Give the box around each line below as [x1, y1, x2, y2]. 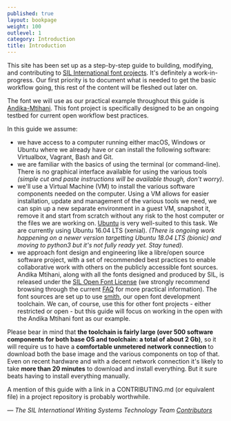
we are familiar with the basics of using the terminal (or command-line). [17, 160, 221, 168]
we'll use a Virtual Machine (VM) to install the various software [17, 183, 195, 190]
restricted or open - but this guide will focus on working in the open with [17, 307, 223, 315]
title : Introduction [7, 42, 67, 49]
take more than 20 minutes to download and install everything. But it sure [7, 364, 217, 373]
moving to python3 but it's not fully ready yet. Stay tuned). [17, 241, 184, 249]
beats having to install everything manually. [7, 372, 130, 380]
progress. [7, 76, 34, 84]
